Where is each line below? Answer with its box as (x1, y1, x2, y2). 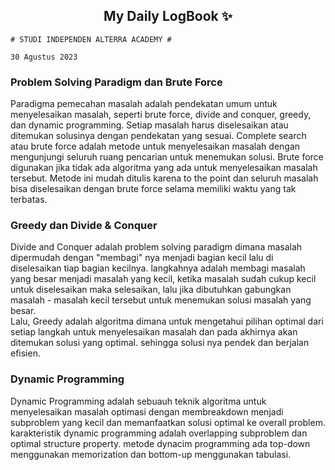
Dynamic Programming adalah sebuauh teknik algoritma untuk (10, 395, 267, 407)
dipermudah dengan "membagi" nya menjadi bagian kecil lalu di (10, 252, 274, 264)
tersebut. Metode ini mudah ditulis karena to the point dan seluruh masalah (10, 172, 319, 184)
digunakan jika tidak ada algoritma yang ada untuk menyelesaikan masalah (10, 162, 318, 174)
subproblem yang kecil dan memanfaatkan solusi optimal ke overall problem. (10, 416, 326, 428)
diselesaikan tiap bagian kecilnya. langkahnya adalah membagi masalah (10, 262, 306, 274)
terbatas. (10, 194, 48, 206)
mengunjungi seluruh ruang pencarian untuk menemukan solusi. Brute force (10, 151, 324, 163)
